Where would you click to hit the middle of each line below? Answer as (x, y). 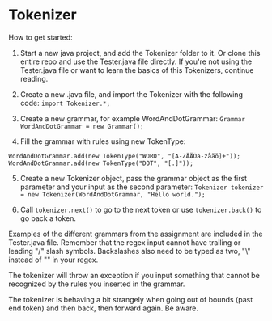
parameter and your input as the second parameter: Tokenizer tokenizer (142, 187)
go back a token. (48, 218)
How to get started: (40, 37)
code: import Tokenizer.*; (65, 103)
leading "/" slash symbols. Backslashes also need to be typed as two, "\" (130, 251)
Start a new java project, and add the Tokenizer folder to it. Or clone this (140, 53)
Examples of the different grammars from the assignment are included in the (136, 234)
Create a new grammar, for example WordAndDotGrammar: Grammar (132, 118)
